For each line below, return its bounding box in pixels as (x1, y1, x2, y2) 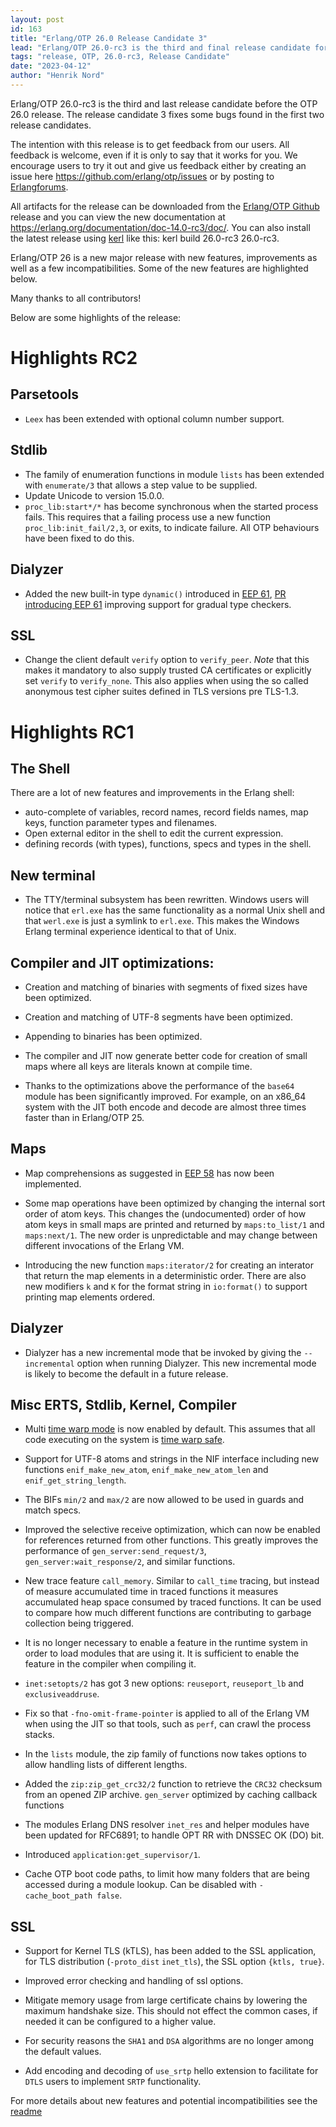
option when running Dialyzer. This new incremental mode (76, 1357, 317, 1369)
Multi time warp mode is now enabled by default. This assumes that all (24, 1423, 316, 1435)
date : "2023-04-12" (10, 61, 92, 71)
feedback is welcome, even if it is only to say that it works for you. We (10, 149, 298, 161)
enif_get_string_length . (24, 1474, 127, 1486)
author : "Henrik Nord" (10, 71, 105, 81)
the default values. (24, 2046, 102, 2058)
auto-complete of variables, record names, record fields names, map (24, 806, 309, 818)
